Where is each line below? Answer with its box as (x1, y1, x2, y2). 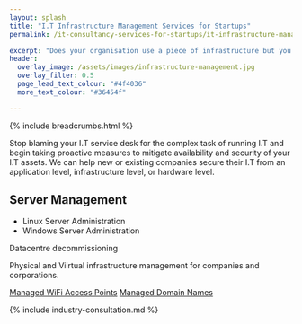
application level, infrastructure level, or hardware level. (9, 166, 215, 177)
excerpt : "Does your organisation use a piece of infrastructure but (9, 46, 276, 55)
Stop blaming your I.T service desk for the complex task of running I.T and (9, 137, 285, 148)
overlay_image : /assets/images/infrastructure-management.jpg (17, 63, 255, 72)
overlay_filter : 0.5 (17, 71, 94, 81)
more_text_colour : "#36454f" (17, 87, 127, 97)
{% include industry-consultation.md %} (9, 304, 159, 315)
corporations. (9, 270, 60, 281)
